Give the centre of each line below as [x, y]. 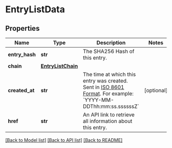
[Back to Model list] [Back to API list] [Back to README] [64, 140]
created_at [21, 90]
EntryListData [35, 9]
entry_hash [22, 55]
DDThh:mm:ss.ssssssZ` [111, 106]
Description [111, 43]
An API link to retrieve [109, 115]
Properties [23, 28]
